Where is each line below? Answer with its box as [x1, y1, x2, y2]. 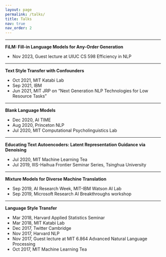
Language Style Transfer [5, 205, 57, 211]
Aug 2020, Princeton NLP [12, 122, 65, 128]
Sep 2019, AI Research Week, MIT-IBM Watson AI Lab [12, 186, 122, 192]
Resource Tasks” [12, 93, 47, 99]
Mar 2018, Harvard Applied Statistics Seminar [12, 215, 105, 221]
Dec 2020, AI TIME [12, 117, 51, 123]
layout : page [5, 7, 32, 12]
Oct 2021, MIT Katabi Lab [12, 77, 64, 83]
